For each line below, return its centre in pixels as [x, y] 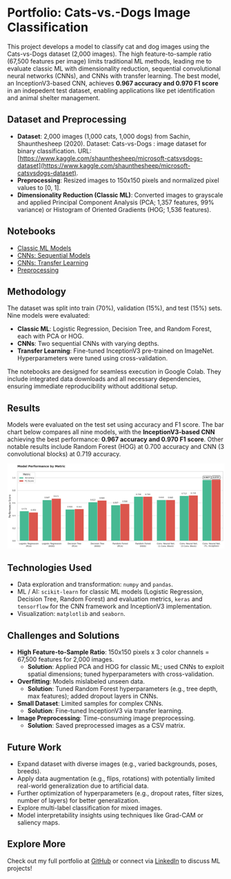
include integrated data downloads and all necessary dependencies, [104, 379]
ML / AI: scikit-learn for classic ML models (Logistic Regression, [110, 592]
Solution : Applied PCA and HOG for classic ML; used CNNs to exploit [125, 667]
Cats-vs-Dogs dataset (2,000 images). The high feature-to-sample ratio [109, 54]
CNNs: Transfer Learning [52, 262]
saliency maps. [38, 822]
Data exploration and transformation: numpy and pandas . [95, 584]
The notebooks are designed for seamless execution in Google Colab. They [114, 371]
